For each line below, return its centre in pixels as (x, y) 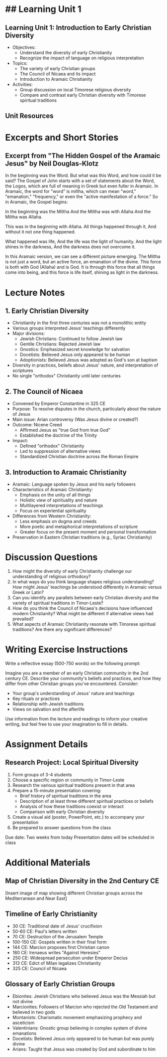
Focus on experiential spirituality (53, 511)
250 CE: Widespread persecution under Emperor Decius (70, 958)
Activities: (23, 84)
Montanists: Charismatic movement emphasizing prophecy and (77, 1017)
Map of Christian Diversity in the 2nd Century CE (82, 881)
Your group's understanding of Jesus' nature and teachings (73, 693)
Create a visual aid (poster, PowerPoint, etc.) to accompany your (79, 817)
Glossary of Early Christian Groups (60, 984)
